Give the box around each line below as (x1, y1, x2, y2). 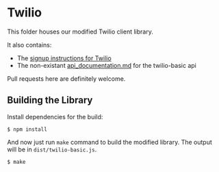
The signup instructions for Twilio (16, 53, 112, 62)
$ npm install (7, 125, 48, 133)
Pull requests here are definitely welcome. (7, 74, 126, 83)
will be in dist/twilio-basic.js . (7, 145, 97, 153)
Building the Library (7, 95, 93, 106)
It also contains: (7, 40, 52, 49)
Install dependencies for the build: (7, 112, 103, 121)
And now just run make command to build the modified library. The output (7, 138, 212, 146)
